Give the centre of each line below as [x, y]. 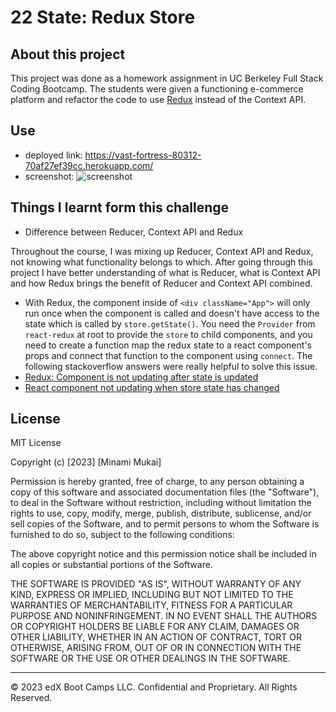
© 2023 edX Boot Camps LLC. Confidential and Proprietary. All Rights [154, 687]
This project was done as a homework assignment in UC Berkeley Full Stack [167, 78]
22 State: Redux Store [103, 17]
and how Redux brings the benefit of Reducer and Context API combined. [161, 283]
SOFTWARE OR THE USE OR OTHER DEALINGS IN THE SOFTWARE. [150, 658]
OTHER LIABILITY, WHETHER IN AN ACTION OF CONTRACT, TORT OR [156, 637]
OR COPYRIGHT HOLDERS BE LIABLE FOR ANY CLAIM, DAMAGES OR [155, 627]
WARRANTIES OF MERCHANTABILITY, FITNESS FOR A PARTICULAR [151, 605]
